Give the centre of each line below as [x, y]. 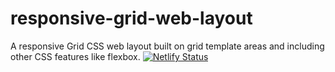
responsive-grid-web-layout [131, 18]
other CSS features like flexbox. [75, 56]
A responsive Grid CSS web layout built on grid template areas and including [167, 46]
